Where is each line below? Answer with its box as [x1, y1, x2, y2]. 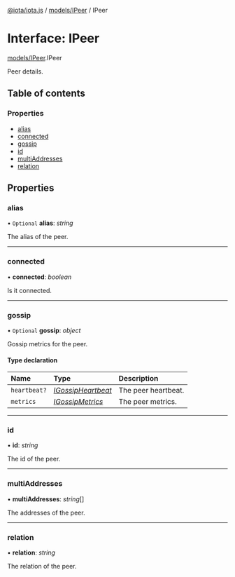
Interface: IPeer [7, 31, 100, 46]
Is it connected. [7, 286, 52, 294]
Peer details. [7, 67, 43, 76]
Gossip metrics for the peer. [7, 339, 88, 348]
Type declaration [7, 355, 58, 364]
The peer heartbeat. [118, 386, 185, 395]
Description [118, 374, 159, 383]
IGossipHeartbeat [53, 386, 112, 395]
